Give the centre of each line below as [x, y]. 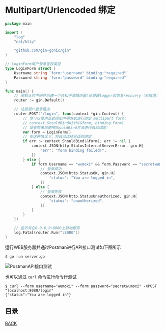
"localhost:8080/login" [29, 290]
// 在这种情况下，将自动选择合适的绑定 [57, 137]
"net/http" [25, 42]
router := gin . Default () [39, 100]
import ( [14, 33]
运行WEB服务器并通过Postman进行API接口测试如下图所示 [63, 247]
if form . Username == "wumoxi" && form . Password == [84, 164]
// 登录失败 [51, 192]
